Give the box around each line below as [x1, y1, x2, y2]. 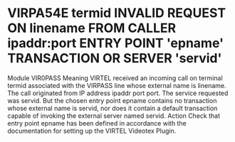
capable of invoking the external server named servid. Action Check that [7, 111, 221, 120]
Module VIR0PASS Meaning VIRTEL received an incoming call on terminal [7, 73, 223, 82]
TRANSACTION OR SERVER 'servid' [7, 50, 222, 67]
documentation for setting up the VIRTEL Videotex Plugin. [7, 126, 177, 135]
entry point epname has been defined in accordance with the [7, 119, 187, 127]
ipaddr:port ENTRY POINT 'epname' [7, 35, 224, 51]
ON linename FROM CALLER [7, 20, 177, 36]
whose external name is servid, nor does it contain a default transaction [7, 104, 218, 112]
